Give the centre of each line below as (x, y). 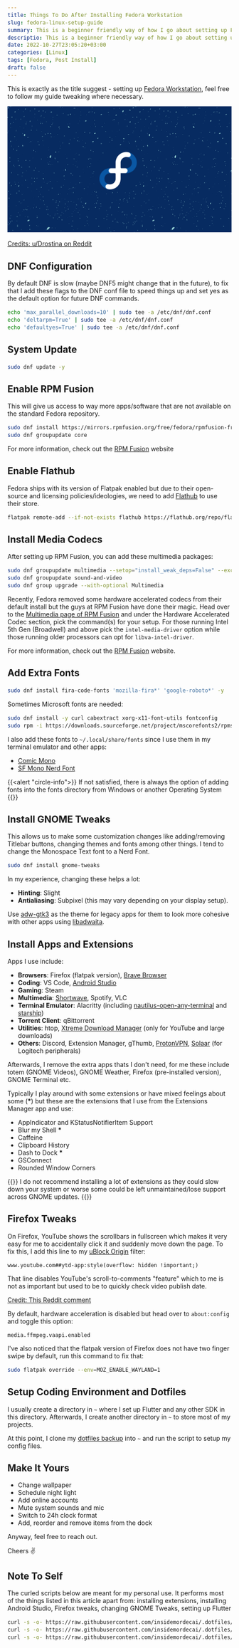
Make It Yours (38, 1468)
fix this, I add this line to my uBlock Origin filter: (76, 1251)
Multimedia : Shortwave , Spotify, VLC (72, 998)
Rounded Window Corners (57, 1168)
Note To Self (35, 1576)
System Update (42, 350)
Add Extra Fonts (43, 673)
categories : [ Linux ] (38, 53)
